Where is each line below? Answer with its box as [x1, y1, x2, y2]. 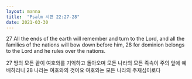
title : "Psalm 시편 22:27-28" [6, 14, 80, 20]
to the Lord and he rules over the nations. [6, 48, 106, 55]
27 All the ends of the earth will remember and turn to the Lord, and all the [6, 35, 185, 42]
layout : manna [6, 8, 41, 15]
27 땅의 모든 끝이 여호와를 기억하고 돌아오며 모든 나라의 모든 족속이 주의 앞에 [6, 59, 180, 67]
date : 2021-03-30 [6, 19, 49, 25]
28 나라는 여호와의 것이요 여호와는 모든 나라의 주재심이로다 [26, 67, 161, 74]
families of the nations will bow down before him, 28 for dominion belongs [6, 41, 185, 48]
